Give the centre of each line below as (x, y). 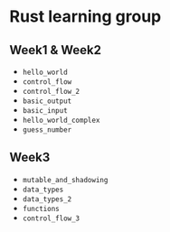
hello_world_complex (61, 120)
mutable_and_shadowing (65, 180)
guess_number (47, 130)
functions (41, 209)
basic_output (47, 101)
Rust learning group (85, 17)
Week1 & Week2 (56, 50)
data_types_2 (47, 199)
